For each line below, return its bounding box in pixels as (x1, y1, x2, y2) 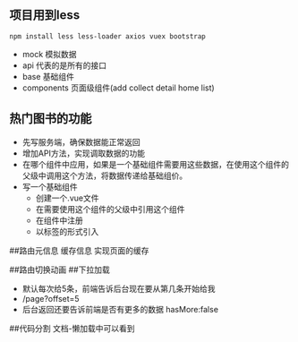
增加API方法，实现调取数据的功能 (21, 148, 146, 158)
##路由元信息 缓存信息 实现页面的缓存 (9, 244, 149, 256)
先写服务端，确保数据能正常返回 (21, 136, 140, 147)
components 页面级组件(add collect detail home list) (21, 82, 215, 93)
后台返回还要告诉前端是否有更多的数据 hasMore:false (21, 304, 219, 314)
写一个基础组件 (21, 181, 78, 192)
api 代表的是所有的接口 (21, 60, 107, 71)
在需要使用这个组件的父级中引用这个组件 (35, 203, 185, 214)
